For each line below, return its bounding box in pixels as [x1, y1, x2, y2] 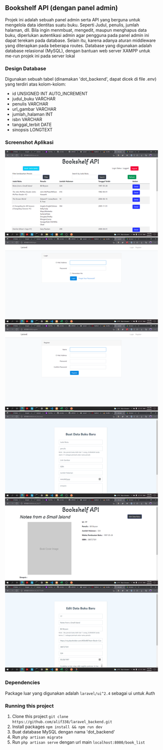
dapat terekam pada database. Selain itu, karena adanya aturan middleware [5, 37, 156, 43]
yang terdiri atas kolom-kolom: [5, 81, 66, 87]
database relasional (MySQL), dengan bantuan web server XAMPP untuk [5, 48, 150, 53]
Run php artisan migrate [12, 734, 63, 740]
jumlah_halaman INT [12, 111, 53, 117]
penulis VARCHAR [12, 101, 49, 107]
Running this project [5, 702, 54, 709]
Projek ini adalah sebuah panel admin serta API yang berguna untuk [5, 17, 141, 22]
